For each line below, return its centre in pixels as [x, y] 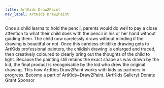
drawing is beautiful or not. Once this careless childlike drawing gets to [77, 44]
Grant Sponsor [20, 80]
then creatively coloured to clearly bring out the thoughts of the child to [78, 54]
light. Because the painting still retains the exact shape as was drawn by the [82, 59]
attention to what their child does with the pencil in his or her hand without [81, 33]
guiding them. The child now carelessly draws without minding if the [74, 38]
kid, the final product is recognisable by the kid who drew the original [75, 65]
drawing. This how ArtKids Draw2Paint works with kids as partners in [75, 69]
